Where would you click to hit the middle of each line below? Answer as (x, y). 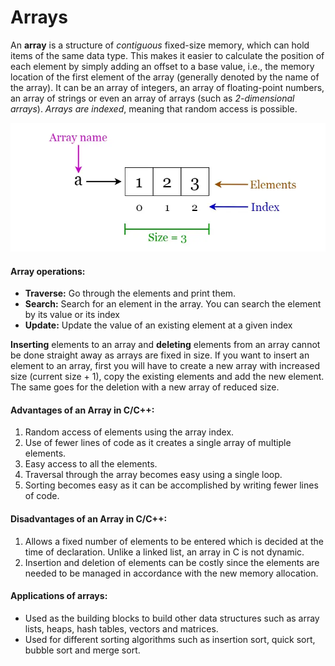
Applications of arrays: (59, 596)
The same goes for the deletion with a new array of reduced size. (145, 387)
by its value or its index (72, 315)
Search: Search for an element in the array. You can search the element (173, 304)
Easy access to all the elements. (91, 464)
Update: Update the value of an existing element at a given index (158, 325)
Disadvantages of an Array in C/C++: (89, 518)
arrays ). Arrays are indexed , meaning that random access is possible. (154, 108)
